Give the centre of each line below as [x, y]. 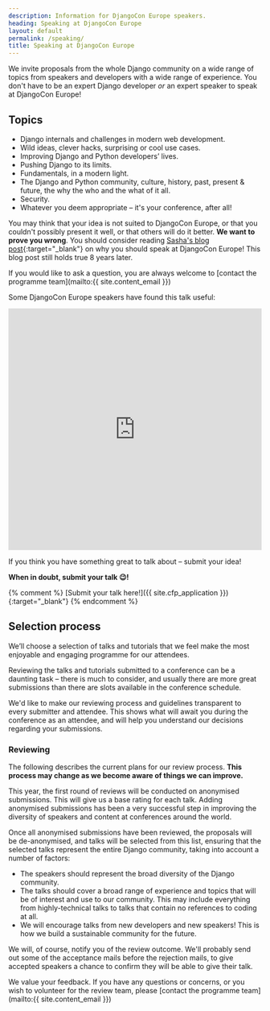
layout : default [35, 31]
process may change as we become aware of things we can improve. [126, 776]
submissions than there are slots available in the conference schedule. [125, 687]
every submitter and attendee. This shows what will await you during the [129, 711]
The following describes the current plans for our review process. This [125, 767]
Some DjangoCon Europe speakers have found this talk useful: [112, 297]
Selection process [55, 626]
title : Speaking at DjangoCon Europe [72, 46]
